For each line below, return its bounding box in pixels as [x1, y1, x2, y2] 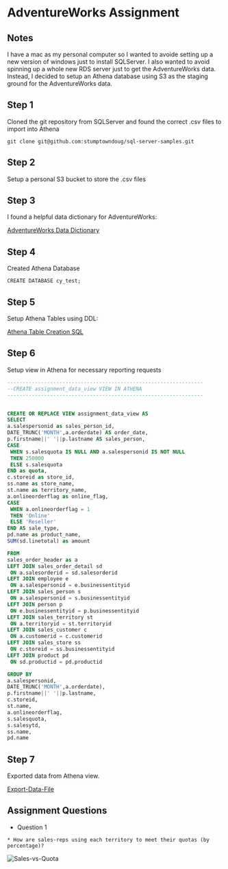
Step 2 [7, 156, 36, 169]
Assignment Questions [7, 805, 107, 817]
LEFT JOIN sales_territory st [7, 614, 94, 621]
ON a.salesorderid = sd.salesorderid [10, 569, 118, 576]
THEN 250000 [10, 455, 45, 462]
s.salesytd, [7, 722, 41, 728]
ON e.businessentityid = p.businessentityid [10, 607, 139, 615]
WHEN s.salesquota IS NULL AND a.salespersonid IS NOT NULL [10, 448, 186, 455]
